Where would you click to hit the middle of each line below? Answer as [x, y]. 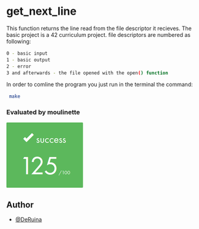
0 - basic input [27, 53]
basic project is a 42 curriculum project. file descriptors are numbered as [99, 34]
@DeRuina [28, 220]
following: [19, 41]
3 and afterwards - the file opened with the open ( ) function [87, 73]
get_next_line [41, 11]
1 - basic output [28, 60]
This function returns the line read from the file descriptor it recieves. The [99, 28]
